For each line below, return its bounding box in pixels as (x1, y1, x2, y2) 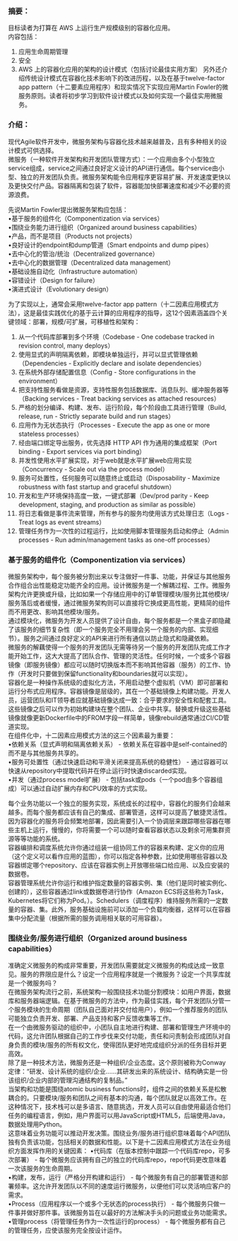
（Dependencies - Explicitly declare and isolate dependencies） (18, 359, 206, 367)
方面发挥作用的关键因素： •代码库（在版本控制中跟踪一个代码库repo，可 (13, 1146, 225, 1156)
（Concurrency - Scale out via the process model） (18, 465, 169, 473)
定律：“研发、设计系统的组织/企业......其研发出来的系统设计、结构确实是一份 (8, 1067, 228, 1076)
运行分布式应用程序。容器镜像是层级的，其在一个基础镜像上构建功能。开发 (8, 687, 225, 695)
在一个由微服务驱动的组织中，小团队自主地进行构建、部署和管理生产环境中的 (8, 1023, 231, 1032)
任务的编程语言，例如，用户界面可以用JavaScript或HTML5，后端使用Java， (8, 1111, 229, 1120)
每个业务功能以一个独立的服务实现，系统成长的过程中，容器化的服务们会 (8, 799, 218, 807)
